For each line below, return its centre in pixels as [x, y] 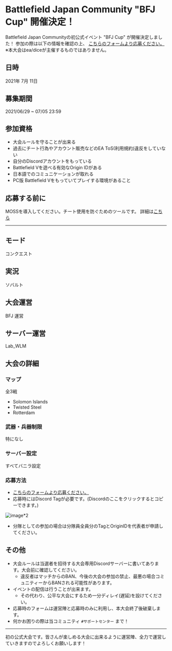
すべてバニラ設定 [23, 465]
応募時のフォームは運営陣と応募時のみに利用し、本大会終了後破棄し [84, 608]
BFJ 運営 [15, 316]
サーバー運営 [26, 333]
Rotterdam [24, 413]
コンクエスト [19, 254]
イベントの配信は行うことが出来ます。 [53, 589]
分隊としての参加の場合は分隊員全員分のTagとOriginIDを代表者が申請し [88, 526]
